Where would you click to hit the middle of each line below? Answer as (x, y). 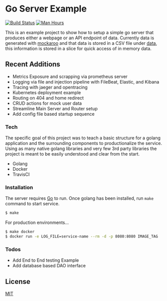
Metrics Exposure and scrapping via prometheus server (70, 77)
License (18, 282)
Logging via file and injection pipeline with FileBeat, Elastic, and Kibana (86, 82)
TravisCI (21, 175)
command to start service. (32, 204)
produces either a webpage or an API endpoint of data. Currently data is (80, 38)
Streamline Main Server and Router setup (55, 108)
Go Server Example (46, 9)
